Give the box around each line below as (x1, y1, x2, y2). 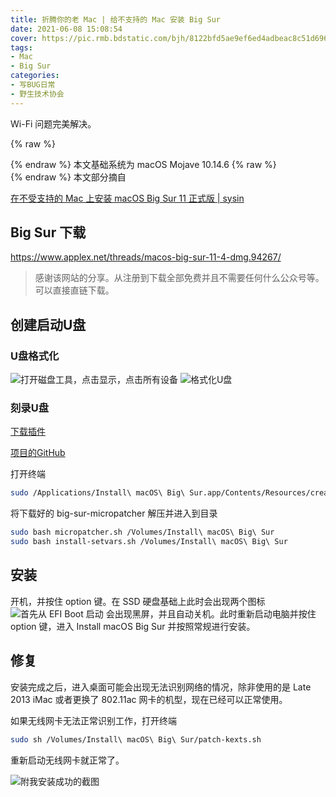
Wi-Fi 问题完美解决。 (10, 117, 97, 130)
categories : (10, 71, 60, 81)
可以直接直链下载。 (34, 284, 115, 296)
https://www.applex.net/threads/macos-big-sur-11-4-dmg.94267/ (10, 251, 282, 263)
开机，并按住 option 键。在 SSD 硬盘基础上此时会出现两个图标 (10, 595, 266, 607)
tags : (10, 42, 33, 53)
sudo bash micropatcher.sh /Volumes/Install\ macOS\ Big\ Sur (10, 527, 275, 538)
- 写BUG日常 (10, 80, 56, 90)
